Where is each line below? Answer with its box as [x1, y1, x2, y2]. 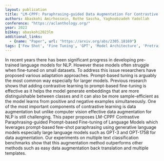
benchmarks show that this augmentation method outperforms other [5, 140, 143, 145]
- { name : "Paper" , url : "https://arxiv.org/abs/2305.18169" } [9, 39, 137, 44]
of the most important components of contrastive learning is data [5, 103, 136, 109]
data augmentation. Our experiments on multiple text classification [5, 135, 139, 141]
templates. [5, 150, 26, 156]
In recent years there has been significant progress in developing [5, 57, 136, 62]
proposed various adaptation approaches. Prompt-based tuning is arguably [5, 72, 157, 78]
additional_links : [5, 35, 42, 40]
